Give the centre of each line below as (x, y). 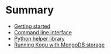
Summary (30, 10)
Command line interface (43, 32)
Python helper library (39, 38)
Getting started (32, 26)
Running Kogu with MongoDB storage (59, 45)
